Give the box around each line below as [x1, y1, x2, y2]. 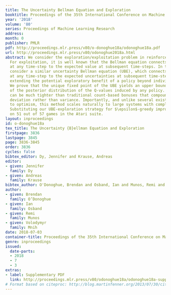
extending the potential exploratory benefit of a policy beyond [10, 78, 152, 83]
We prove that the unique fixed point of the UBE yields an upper [10, 83, 154, 88]
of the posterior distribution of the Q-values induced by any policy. [10, 87, 165, 93]
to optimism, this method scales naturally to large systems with [10, 102, 154, 107]
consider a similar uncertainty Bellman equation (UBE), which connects [10, 69, 167, 74]
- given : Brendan [5, 192, 42, 197]
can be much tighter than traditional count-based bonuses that [10, 93, 149, 98]
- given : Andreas [5, 173, 42, 178]
